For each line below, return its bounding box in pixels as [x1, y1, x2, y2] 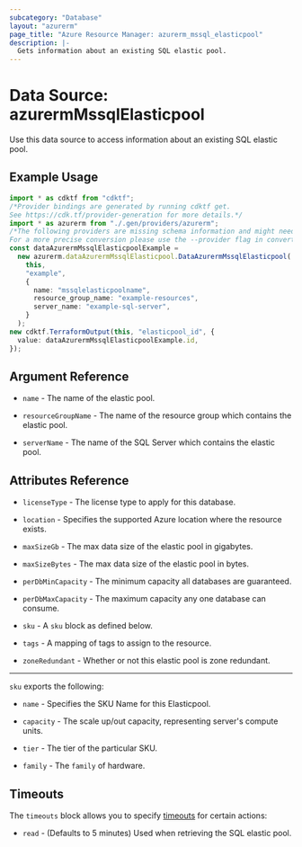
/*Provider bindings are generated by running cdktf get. [9, 201, 231, 211]
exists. [22, 523, 47, 535]
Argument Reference [9, 369, 129, 384]
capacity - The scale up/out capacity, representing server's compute [22, 716, 279, 727]
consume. [22, 603, 60, 614]
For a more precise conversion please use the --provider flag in [9, 236, 263, 245]
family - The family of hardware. [22, 761, 146, 771]
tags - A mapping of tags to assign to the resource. [22, 637, 212, 648]
